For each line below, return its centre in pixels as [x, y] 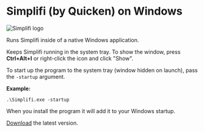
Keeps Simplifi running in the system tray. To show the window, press [93, 52]
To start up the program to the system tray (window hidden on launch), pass [102, 70]
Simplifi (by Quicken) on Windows [94, 11]
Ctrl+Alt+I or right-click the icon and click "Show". [70, 58]
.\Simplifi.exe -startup [38, 100]
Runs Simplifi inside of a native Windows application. [73, 40]
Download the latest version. [42, 123]
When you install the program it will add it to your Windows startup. [91, 111]
